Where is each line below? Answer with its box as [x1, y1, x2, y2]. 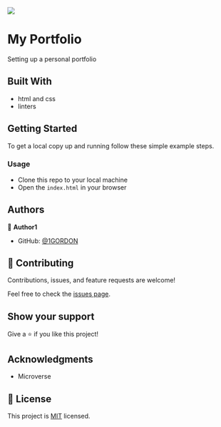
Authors [7, 204, 45, 216]
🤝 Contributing [7, 257, 74, 269]
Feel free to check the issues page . [7, 289, 110, 299]
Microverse [17, 372, 51, 381]
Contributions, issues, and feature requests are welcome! [7, 276, 176, 284]
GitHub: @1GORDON [17, 236, 78, 245]
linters [17, 102, 37, 110]
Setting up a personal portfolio [7, 54, 97, 63]
